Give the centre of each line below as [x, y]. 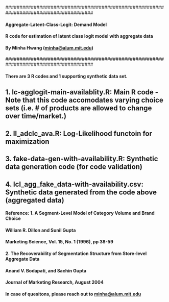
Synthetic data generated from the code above [81, 192]
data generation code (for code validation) [74, 167]
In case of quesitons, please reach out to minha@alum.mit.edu [73, 294]
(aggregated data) [35, 200]
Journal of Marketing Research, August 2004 [54, 282]
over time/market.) [36, 116]
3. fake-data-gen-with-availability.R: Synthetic [82, 159]
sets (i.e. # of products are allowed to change [79, 108]
